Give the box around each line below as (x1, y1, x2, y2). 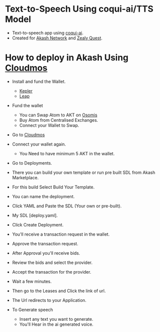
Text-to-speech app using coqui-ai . (12, 30, 84, 36)
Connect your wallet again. (12, 141, 66, 147)
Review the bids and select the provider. (12, 259, 93, 265)
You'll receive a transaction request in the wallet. (12, 231, 110, 237)
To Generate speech (12, 307, 53, 313)
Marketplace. (12, 174, 39, 181)
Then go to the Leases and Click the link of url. (12, 288, 106, 294)
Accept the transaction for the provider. (12, 269, 91, 275)
